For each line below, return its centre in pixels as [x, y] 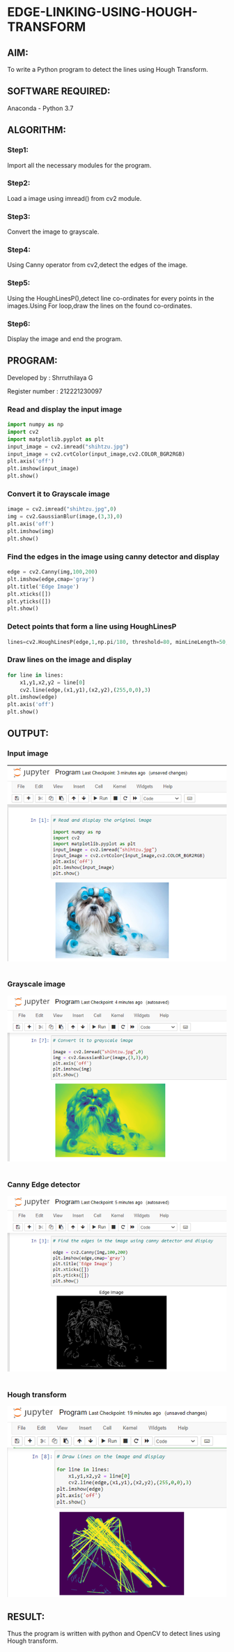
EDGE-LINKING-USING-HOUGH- [102, 12]
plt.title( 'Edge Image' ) [43, 587]
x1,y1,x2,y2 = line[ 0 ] [53, 682]
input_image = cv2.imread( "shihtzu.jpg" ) [68, 446]
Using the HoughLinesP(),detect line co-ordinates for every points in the [111, 298]
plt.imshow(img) [31, 532]
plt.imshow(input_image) [43, 469]
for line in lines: [36, 675]
